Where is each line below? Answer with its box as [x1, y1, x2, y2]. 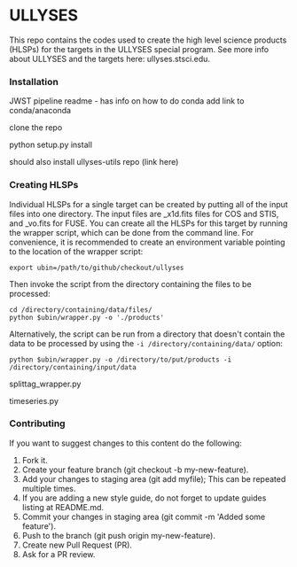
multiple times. [21, 483, 76, 493]
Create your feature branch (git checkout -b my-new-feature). [21, 464, 249, 475]
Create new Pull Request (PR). [21, 540, 133, 550]
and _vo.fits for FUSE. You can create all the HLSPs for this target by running [9, 218, 288, 229]
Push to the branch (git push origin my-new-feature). [21, 530, 215, 540]
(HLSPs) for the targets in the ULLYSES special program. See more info [9, 43, 269, 54]
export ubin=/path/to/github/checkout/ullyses [9, 263, 184, 272]
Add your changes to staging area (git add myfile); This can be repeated [21, 473, 286, 484]
